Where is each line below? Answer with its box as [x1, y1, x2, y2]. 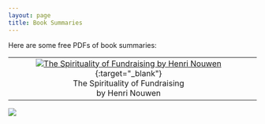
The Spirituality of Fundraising [73, 78, 185, 89]
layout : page [8, 11, 51, 20]
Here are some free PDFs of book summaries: [8, 40, 157, 49]
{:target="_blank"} [95, 67, 162, 78]
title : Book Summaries [8, 19, 83, 27]
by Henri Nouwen [95, 87, 162, 98]
